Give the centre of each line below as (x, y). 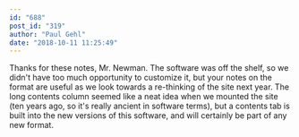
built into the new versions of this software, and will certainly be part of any (148, 116)
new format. (31, 125)
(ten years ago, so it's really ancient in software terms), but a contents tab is (150, 106)
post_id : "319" (38, 26)
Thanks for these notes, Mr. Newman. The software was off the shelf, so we (149, 68)
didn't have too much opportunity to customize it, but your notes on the (141, 78)
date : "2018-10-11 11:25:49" (64, 43)
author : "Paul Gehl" (48, 34)
